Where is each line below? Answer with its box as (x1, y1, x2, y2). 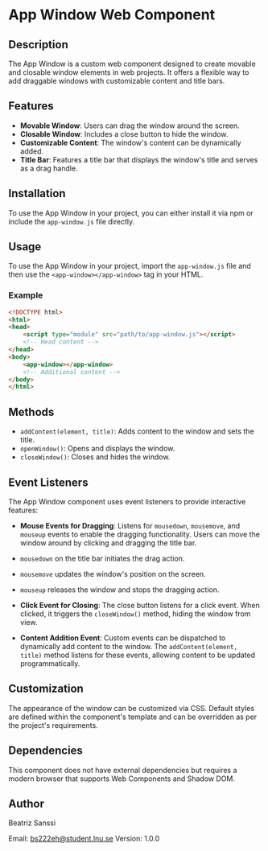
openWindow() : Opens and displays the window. (19, 444, 175, 454)
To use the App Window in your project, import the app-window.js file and (8, 261, 251, 271)
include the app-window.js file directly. (8, 216, 135, 226)
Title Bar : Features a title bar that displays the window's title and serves (19, 154, 258, 164)
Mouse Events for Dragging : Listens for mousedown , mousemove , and (19, 520, 240, 530)
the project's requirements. (8, 720, 98, 730)
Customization (8, 682, 85, 696)
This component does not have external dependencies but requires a (8, 765, 237, 775)
